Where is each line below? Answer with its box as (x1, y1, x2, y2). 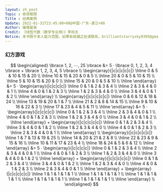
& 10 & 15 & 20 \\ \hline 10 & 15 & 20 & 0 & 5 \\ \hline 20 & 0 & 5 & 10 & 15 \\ (8, 73, 155, 79)
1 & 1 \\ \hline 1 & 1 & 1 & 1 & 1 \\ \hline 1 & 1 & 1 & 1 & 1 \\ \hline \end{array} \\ (8, 176, 155, 182)
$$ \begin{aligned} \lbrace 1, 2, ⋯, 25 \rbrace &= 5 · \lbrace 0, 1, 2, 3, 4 (10, 63, 153, 69)
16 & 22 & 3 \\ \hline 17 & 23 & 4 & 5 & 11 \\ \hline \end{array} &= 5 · (15, 104, 148, 110)
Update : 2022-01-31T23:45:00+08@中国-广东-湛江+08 (5, 20, 105, 26)
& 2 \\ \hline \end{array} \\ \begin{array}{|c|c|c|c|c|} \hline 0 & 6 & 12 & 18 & (6, 93, 157, 100)
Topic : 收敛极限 (5, 12, 37, 17)
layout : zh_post (5, 7, 38, 12)
